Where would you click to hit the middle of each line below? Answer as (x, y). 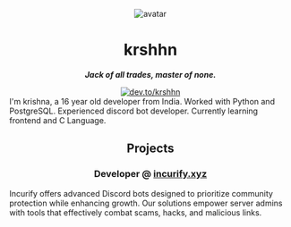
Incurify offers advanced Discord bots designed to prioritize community (141, 193)
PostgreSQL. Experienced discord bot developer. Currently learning (133, 111)
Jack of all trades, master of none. (150, 74)
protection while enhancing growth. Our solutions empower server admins (146, 203)
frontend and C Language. (58, 120)
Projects (150, 149)
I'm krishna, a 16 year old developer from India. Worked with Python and (142, 101)
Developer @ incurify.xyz (150, 174)
